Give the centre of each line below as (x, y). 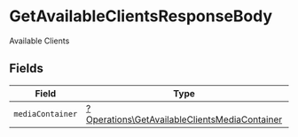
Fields (27, 68)
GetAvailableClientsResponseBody (141, 16)
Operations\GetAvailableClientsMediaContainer (184, 119)
